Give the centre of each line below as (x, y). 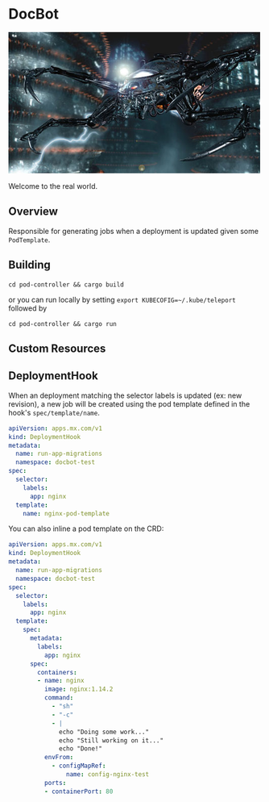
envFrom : (59, 758)
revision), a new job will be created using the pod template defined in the (129, 403)
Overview (33, 212)
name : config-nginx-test (108, 775)
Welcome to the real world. (53, 186)
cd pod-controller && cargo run (62, 324)
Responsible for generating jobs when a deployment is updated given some (134, 231)
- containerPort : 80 (79, 792)
